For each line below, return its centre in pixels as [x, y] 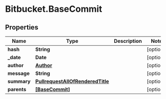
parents [17, 89]
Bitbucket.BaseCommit [54, 9]
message [19, 73]
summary [19, 81]
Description [128, 41]
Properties [22, 27]
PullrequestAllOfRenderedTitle [72, 81]
